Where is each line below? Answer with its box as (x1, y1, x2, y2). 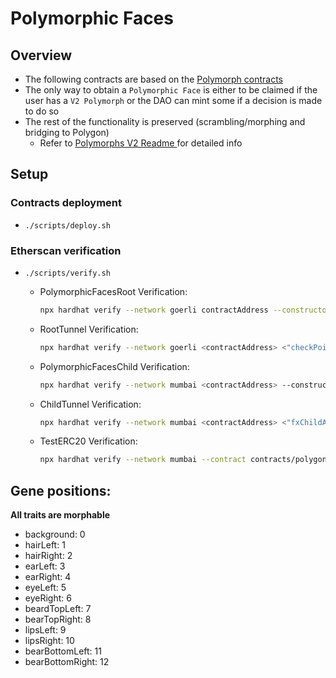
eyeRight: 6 (24, 592, 72, 604)
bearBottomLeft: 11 (24, 645, 102, 657)
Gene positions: (10, 482, 112, 499)
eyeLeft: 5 (24, 582, 67, 594)
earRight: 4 (24, 571, 72, 583)
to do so (24, 105, 60, 117)
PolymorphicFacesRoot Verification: (39, 285, 188, 297)
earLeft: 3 (24, 560, 66, 572)
